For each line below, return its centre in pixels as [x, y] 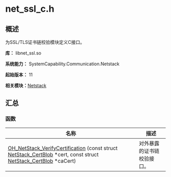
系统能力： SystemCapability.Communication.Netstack [62, 64]
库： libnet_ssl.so [23, 53]
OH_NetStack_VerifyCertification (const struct [63, 148]
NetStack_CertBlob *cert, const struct [53, 155]
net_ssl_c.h [30, 9]
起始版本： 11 [19, 75]
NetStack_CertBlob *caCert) [42, 161]
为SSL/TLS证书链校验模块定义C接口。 [45, 42]
